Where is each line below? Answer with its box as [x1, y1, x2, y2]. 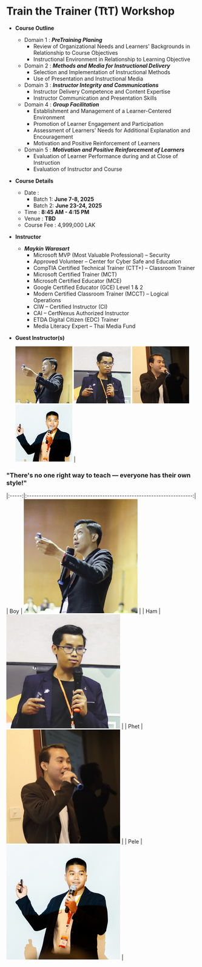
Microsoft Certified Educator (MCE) [33, 277, 122, 284]
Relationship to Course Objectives [33, 49, 118, 56]
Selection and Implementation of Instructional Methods [33, 68, 171, 75]
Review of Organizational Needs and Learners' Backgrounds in [33, 43, 190, 50]
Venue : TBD [24, 215, 56, 222]
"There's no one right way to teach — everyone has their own [6, 471, 191, 479]
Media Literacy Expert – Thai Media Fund [33, 322, 136, 330]
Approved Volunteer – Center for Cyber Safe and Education [33, 257, 182, 265]
